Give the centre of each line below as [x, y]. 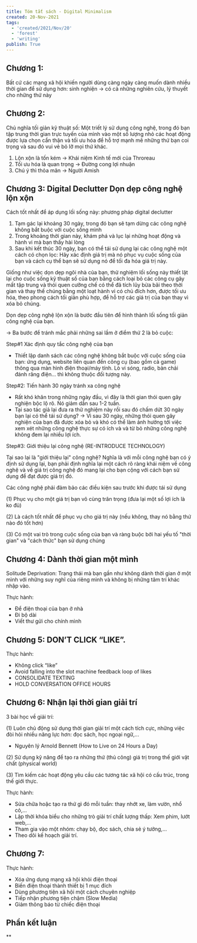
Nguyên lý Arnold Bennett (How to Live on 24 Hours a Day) [86, 746]
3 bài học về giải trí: [30, 716]
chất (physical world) [32, 763]
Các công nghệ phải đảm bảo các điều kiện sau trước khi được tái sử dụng [96, 488]
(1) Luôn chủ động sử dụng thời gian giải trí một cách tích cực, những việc [96, 728]
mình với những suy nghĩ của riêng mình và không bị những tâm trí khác [93, 580]
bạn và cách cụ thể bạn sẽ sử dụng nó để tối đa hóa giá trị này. [91, 261]
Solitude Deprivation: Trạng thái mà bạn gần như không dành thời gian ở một [98, 573]
